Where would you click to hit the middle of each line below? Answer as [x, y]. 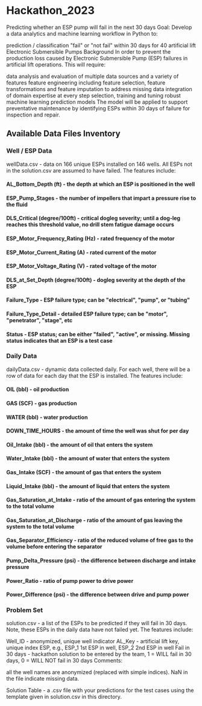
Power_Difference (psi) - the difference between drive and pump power [98, 594]
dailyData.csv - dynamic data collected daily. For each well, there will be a [98, 369]
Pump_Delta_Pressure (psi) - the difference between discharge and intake [101, 560]
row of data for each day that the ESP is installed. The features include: [94, 375]
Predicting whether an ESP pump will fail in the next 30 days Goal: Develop [99, 27]
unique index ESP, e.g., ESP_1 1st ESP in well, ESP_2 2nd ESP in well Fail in [98, 648]
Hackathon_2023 [51, 11]
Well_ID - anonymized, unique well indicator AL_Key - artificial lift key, [93, 641]
